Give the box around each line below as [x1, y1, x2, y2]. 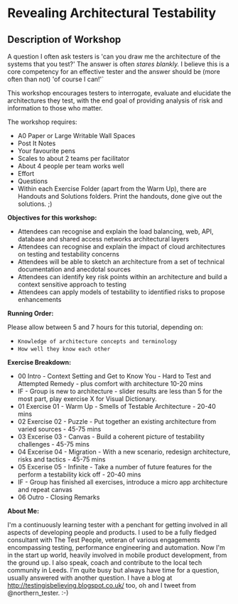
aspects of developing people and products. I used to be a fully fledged [7, 528, 217, 536]
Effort [17, 170, 35, 177]
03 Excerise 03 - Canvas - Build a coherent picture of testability [17, 432, 205, 441]
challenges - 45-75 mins [17, 440, 90, 448]
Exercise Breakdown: [7, 358, 72, 366]
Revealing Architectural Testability [7, 5, 217, 21]
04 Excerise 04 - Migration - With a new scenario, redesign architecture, [17, 447, 231, 456]
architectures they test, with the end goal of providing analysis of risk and [7, 96, 223, 105]
